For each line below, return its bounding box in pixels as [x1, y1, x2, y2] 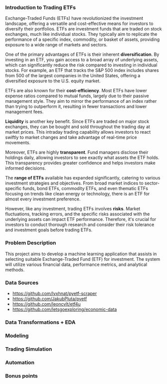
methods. [5, 266, 25, 273]
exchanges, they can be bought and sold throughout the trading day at [5, 124, 151, 130]
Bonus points [5, 372, 38, 379]
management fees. [5, 109, 44, 115]
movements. [5, 140, 31, 146]
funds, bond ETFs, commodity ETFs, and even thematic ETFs [22, 186, 149, 192]
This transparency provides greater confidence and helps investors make [5, 160, 156, 166]
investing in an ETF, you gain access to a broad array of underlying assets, [5, 57, 159, 63]
